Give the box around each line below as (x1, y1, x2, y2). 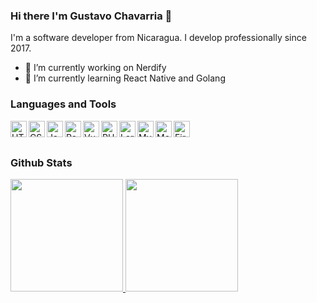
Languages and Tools (10, 97, 117, 111)
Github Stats (10, 155, 73, 169)
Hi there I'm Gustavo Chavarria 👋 (10, 9, 173, 23)
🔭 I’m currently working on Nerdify (24, 62, 167, 74)
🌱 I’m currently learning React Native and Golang (24, 72, 226, 84)
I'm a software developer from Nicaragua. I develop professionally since (10, 32, 307, 44)
